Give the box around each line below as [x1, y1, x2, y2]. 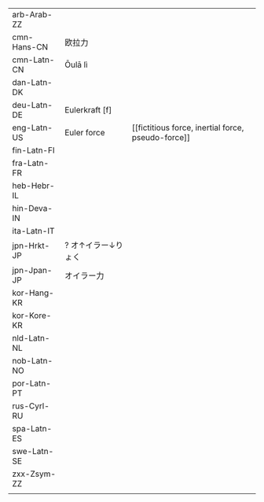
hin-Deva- [12, 203, 53, 213]
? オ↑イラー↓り [64, 240, 124, 250]
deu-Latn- [12, 100, 53, 110]
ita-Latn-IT [12, 226, 55, 236]
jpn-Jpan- [12, 265, 53, 275]
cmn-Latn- [12, 54, 55, 65]
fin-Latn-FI [12, 145, 55, 156]
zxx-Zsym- [12, 468, 57, 479]
